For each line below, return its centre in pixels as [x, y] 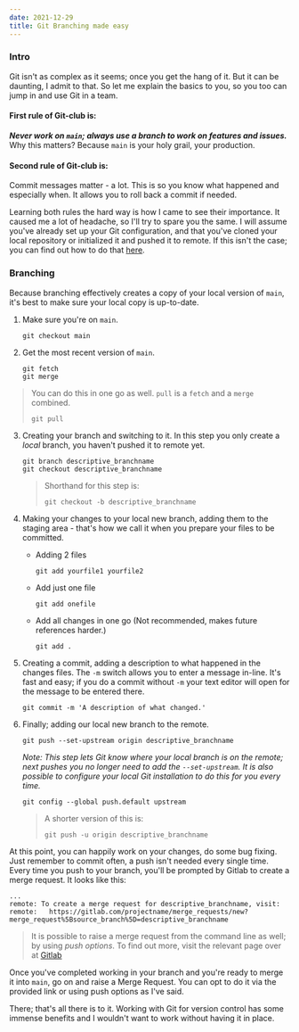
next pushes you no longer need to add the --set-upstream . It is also [148, 766]
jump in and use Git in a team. [64, 95]
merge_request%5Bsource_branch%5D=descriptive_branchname [119, 920]
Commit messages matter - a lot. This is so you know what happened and [144, 186]
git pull [47, 419]
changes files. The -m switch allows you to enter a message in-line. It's [152, 672]
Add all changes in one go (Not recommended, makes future [146, 620]
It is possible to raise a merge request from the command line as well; [158, 936]
